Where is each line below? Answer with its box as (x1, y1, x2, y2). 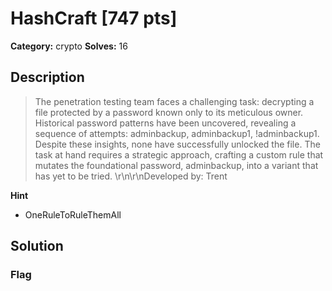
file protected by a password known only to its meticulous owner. (34, 106, 304, 118)
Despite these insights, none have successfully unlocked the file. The (34, 138, 321, 150)
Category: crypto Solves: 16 (10, 40, 128, 52)
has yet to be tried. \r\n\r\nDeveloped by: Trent (34, 170, 228, 182)
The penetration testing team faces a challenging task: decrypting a (34, 95, 315, 107)
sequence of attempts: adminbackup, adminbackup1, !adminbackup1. (34, 127, 320, 139)
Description (10, 69, 85, 86)
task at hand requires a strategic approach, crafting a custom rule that (34, 148, 324, 161)
